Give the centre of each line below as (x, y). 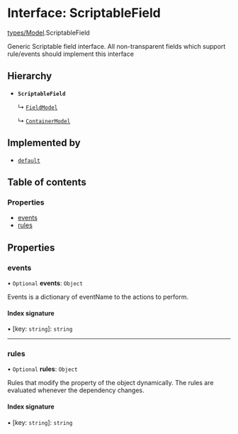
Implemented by (44, 143)
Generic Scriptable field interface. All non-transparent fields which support (117, 46)
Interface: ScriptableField (84, 13)
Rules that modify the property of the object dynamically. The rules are (110, 383)
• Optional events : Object (45, 283)
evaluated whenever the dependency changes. (76, 390)
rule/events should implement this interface (71, 54)
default (29, 161)
